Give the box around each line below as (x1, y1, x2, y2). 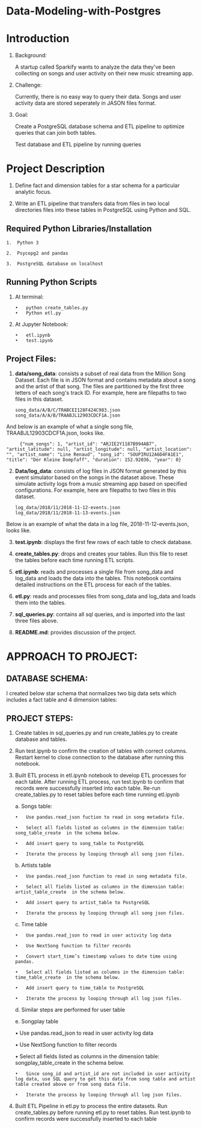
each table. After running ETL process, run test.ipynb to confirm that (14, 778, 185, 786)
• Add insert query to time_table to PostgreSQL (14, 985, 145, 991)
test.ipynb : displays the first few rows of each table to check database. (14, 538, 192, 545)
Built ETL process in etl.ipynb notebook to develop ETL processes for (14, 772, 186, 779)
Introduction (6, 32, 70, 46)
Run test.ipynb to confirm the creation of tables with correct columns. (14, 748, 188, 755)
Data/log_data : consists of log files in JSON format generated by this (14, 467, 187, 474)
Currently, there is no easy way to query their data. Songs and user (14, 93, 182, 101)
